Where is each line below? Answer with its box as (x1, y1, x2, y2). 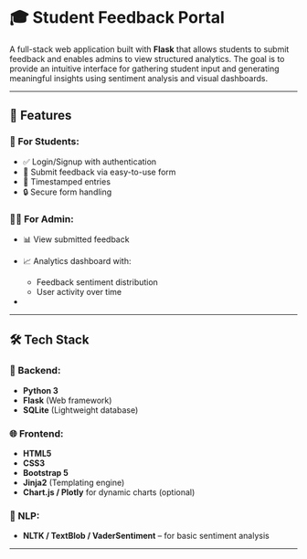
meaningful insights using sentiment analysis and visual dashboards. (9, 72, 268, 83)
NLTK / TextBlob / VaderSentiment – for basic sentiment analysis (22, 531, 270, 542)
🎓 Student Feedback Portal (9, 7, 226, 28)
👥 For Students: (9, 135, 79, 148)
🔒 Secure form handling (22, 186, 112, 197)
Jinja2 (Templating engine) (22, 477, 125, 488)
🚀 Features (9, 108, 72, 123)
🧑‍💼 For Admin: (9, 212, 75, 225)
